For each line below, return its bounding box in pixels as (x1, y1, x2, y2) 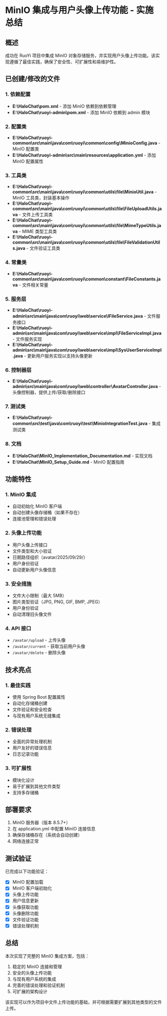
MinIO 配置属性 (12, 158, 44, 164)
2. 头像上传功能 (5, 529, 42, 536)
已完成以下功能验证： (5, 869, 49, 875)
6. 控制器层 (5, 367, 32, 374)
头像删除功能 (12, 910, 39, 916)
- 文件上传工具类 (19, 212, 53, 218)
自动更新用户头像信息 (12, 566, 56, 573)
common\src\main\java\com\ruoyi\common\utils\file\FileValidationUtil (12, 240, 161, 246)
